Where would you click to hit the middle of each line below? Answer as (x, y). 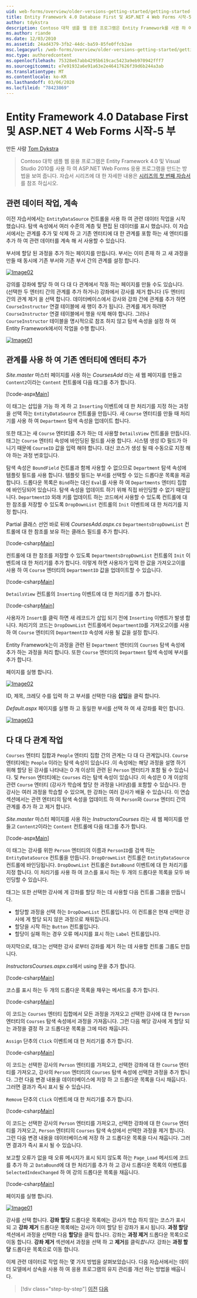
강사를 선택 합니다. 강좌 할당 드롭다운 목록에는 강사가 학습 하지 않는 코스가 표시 (96, 1220)
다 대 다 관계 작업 (35, 740)
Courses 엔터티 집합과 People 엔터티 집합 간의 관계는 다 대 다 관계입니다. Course (97, 755)
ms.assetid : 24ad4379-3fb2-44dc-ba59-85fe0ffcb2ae (69, 45)
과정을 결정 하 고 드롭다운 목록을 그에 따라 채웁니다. (71, 1029)
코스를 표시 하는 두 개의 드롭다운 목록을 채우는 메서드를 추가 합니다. (83, 990)
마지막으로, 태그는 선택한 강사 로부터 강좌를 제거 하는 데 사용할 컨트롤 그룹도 (93, 947)
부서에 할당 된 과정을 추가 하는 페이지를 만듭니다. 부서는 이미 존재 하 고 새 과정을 (97, 253)
